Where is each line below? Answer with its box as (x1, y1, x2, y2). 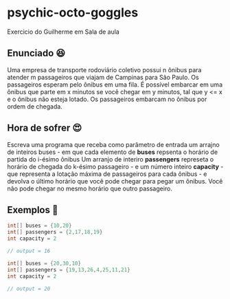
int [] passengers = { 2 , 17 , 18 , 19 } (7, 229, 103, 236)
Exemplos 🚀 (7, 204, 58, 216)
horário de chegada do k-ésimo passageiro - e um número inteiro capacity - (7, 162, 224, 170)
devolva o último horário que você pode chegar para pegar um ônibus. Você (7, 177, 223, 185)
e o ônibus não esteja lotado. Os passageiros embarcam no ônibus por (7, 95, 207, 103)
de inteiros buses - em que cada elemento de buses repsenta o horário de (7, 148, 218, 156)
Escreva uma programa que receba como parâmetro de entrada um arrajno (7, 140, 220, 148)
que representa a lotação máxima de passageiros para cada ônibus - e (7, 170, 207, 178)
